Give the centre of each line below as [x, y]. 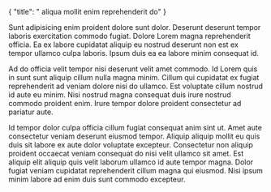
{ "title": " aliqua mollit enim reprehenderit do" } [87, 12]
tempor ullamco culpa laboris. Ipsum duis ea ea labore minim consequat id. [134, 53]
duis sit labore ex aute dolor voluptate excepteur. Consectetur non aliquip [131, 145]
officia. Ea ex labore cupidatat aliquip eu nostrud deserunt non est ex [124, 45]
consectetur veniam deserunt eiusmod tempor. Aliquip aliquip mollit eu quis [134, 136]
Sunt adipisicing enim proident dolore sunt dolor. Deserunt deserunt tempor [135, 27]
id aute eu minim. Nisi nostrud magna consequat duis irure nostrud [120, 95]
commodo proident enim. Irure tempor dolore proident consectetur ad [125, 103]
